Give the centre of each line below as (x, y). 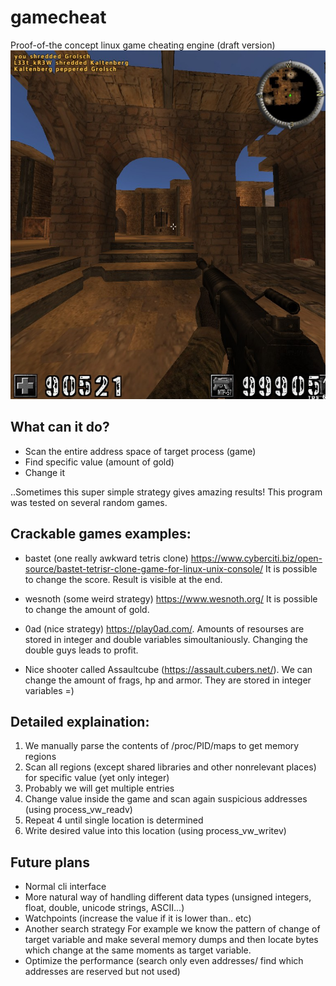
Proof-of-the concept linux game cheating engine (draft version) (143, 45)
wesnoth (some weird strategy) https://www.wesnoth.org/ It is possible (171, 598)
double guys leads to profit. (81, 650)
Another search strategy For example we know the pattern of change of (172, 929)
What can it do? (60, 427)
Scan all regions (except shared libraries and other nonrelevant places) (170, 767)
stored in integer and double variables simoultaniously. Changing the (166, 639)
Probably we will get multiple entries (99, 788)
